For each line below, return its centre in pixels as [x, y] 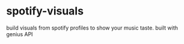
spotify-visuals [45, 11]
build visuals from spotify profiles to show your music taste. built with [92, 28]
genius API [20, 34]
